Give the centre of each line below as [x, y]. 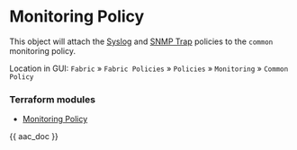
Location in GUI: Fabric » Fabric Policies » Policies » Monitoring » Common [149, 68]
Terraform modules [53, 99]
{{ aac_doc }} [34, 137]
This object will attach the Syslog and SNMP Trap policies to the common [141, 41]
